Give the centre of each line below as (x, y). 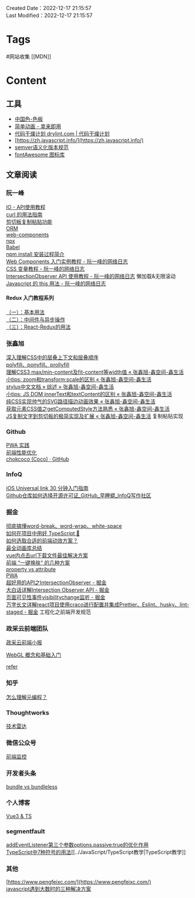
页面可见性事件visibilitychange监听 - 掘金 (56, 597)
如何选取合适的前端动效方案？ (42, 541)
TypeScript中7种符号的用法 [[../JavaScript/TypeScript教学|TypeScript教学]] (96, 852)
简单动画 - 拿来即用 (38, 126)
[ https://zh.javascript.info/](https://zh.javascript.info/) (79, 140)
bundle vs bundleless (32, 786)
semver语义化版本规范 (42, 147)
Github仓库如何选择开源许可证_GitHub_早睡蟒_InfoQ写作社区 (79, 495)
